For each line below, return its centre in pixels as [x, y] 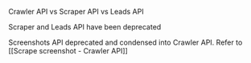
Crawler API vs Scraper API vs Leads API [76, 12]
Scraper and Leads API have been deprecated [85, 27]
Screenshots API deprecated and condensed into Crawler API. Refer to [125, 42]
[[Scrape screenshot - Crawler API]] [68, 51]
